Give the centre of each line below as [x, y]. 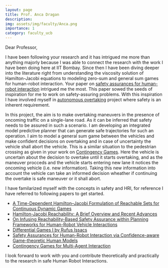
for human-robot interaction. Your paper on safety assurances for [73, 84]
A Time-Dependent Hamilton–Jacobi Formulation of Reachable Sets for [86, 203]
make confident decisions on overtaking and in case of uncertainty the [78, 141]
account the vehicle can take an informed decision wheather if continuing [81, 173]
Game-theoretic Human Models [45, 240]
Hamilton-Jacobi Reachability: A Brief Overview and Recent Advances [85, 214]
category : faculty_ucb [29, 33]
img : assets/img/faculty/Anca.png [41, 24]
